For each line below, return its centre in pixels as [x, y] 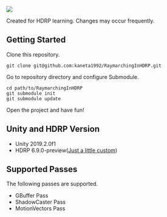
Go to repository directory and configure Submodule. [73, 77]
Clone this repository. [33, 54]
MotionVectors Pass [40, 208]
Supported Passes [42, 169]
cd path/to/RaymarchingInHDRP [45, 88]
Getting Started [36, 40]
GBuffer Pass [32, 196]
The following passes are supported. [52, 184]
